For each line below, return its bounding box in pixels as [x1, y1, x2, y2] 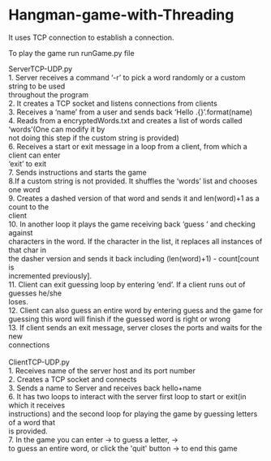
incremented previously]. [8, 270, 92, 281]
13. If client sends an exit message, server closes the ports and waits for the [8, 322, 262, 332]
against [8, 227, 33, 237]
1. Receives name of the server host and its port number [8, 365, 196, 375]
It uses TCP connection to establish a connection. [8, 32, 174, 42]
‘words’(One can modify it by [8, 124, 105, 134]
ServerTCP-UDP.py [8, 63, 73, 74]
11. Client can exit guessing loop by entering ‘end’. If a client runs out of [8, 279, 246, 289]
